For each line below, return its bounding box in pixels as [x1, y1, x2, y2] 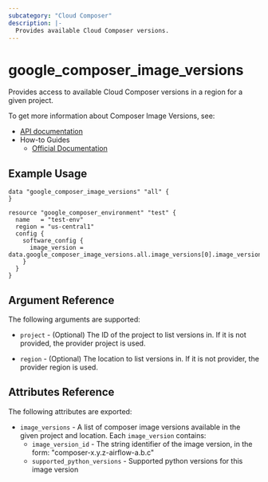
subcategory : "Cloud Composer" [8, 11, 112, 20]
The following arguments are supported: [8, 314, 141, 324]
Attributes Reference [8, 385, 115, 399]
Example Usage [8, 167, 88, 180]
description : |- [8, 19, 62, 27]
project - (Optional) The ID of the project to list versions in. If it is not [19, 330, 246, 339]
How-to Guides [19, 135, 70, 144]
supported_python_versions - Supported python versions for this [31, 456, 243, 465]
